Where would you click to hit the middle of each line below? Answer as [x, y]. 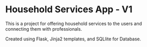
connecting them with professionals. [44, 29]
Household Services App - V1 [69, 9]
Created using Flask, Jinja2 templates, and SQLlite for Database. [73, 39]
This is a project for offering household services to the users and [74, 24]
